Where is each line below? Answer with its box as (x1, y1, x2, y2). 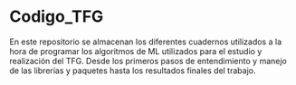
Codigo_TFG (9, 6, 104, 27)
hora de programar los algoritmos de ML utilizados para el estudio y (9, 45, 263, 56)
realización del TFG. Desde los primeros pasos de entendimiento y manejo (9, 55, 287, 66)
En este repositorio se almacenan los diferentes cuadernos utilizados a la (9, 36, 282, 47)
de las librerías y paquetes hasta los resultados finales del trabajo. (9, 65, 256, 76)
